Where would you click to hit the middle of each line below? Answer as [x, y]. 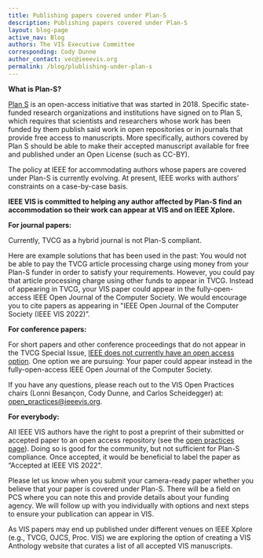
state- [240, 104]
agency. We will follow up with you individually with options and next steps [129, 505]
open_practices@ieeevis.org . [55, 401]
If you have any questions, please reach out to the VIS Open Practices [121, 384]
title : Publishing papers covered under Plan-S [88, 15]
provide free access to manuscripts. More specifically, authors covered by [128, 138]
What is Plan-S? [35, 89]
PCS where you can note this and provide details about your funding [119, 497]
